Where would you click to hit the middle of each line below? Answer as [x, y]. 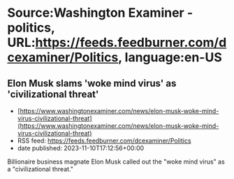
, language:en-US [170, 58]
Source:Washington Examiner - [100, 13]
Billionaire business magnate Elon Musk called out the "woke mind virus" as [116, 162]
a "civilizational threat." [41, 169]
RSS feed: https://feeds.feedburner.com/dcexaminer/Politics [104, 141]
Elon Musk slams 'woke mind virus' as [92, 83]
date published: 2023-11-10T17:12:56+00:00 [81, 148]
